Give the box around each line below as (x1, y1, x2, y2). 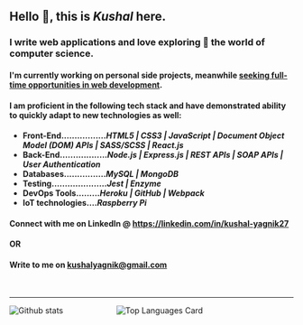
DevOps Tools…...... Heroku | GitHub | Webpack (22, 188, 205, 199)
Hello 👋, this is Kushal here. (9, 9, 167, 24)
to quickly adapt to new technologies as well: (9, 109, 182, 120)
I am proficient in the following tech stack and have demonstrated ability (9, 100, 287, 111)
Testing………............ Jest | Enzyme (22, 178, 161, 190)
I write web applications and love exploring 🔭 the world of (9, 36, 266, 49)
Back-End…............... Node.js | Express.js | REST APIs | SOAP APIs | (22, 150, 284, 161)
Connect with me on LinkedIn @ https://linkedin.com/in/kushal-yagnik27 (9, 218, 289, 228)
